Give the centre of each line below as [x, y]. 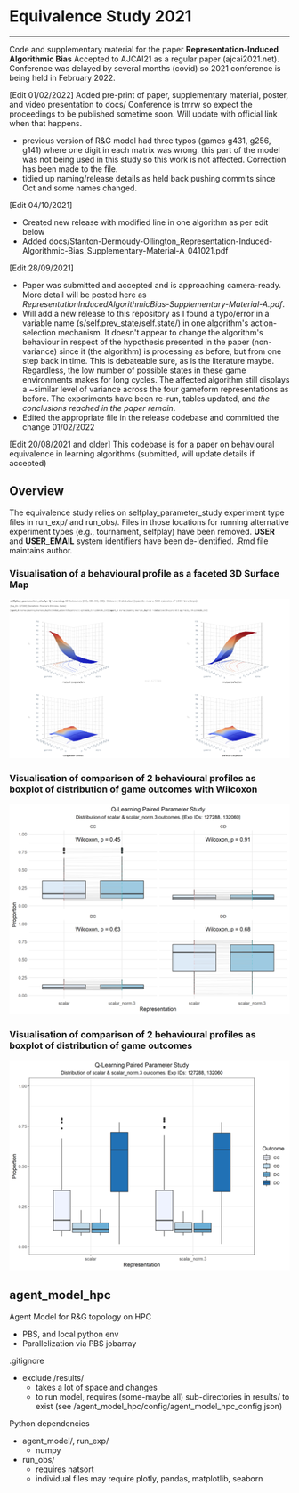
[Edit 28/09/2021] [41, 268]
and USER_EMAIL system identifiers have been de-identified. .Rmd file [139, 541]
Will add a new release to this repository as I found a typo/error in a [145, 313]
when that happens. [46, 123]
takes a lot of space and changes [96, 1387]
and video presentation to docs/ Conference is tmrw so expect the [131, 104]
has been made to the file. [70, 169]
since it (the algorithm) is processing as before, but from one [170, 351]
